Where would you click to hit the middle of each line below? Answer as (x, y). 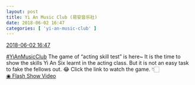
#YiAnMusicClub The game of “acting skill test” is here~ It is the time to (93, 56)
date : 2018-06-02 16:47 (36, 23)
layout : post (22, 12)
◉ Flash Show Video (31, 76)
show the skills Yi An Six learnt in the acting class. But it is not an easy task (97, 63)
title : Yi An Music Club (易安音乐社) (52, 17)
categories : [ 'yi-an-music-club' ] (51, 28)
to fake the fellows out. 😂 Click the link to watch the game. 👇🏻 (83, 70)
